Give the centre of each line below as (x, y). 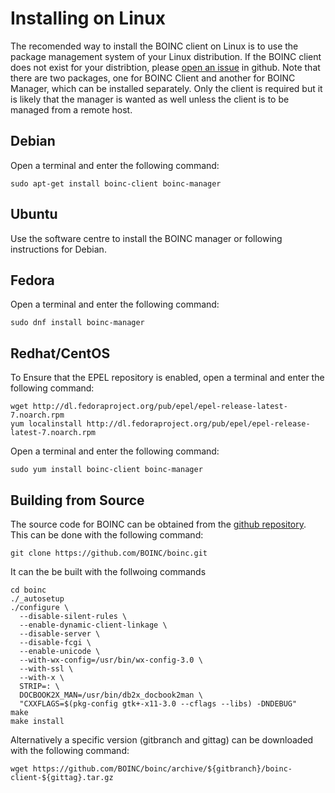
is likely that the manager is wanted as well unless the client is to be (150, 99)
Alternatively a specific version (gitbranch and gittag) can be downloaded (162, 740)
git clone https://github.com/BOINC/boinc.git (109, 553)
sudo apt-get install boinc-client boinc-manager (116, 183)
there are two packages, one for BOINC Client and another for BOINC (153, 78)
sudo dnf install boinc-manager (77, 323)
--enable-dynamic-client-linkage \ (93, 625)
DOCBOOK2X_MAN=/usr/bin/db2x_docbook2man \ (111, 695)
